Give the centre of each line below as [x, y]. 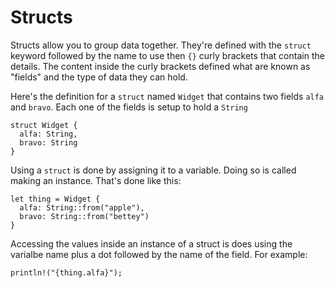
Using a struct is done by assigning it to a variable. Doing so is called [153, 170]
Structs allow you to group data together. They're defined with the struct [161, 45]
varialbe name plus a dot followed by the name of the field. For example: [159, 254]
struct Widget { [44, 125]
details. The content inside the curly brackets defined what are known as [160, 66]
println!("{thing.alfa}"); [66, 272]
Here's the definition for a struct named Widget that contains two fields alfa [167, 96]
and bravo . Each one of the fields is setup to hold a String [129, 107]
